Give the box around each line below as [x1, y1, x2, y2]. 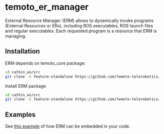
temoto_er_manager [5, 1, 89, 13]
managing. [5, 33, 27, 39]
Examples [5, 110, 36, 118]
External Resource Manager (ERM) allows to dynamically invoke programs [5, 18, 154, 23]
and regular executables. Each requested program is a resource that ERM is [5, 28, 157, 34]
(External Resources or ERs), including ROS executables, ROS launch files [5, 22, 153, 28]
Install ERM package [5, 83, 46, 89]
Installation [5, 47, 40, 56]
